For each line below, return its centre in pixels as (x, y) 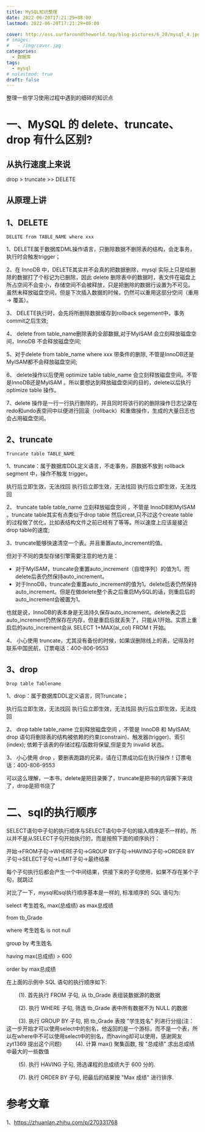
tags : (13, 63)
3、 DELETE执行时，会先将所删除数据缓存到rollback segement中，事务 (95, 313)
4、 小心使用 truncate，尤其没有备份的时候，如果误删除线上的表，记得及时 (100, 640)
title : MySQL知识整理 (32, 12)
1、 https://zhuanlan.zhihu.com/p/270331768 (62, 1122)
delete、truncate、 (131, 125)
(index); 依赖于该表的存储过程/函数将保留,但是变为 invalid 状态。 (87, 745)
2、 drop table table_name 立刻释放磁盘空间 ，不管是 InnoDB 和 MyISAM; (99, 729)
